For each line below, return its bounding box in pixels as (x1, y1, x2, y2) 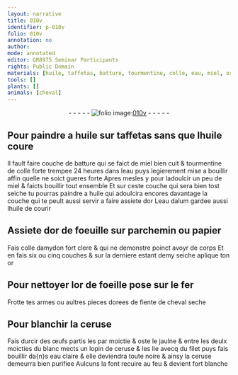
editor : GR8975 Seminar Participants (7, 57, 119, 64)
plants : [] (7, 83, 40, 90)
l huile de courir (7, 204, 52, 212)
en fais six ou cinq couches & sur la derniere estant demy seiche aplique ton (7, 250, 230, 259)
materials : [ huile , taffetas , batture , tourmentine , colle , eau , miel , (7, 69, 223, 76)
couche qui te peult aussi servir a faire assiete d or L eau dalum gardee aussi (7, 196, 228, 205)
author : (7, 43, 30, 50)
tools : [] (7, 76, 37, 83)
